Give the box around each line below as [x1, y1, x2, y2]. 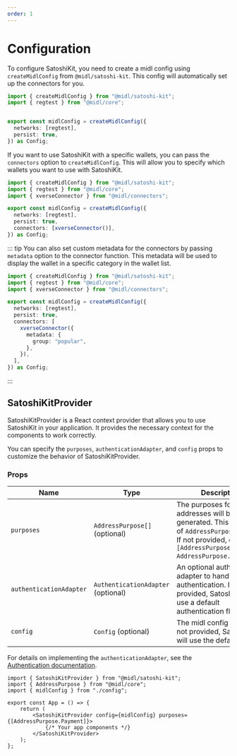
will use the [176, 635, 214, 645]
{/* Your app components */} [44, 724, 131, 731]
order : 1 [7, 10, 33, 18]
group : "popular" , [32, 338, 87, 345]
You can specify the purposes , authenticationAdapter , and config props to [7, 444, 224, 453]
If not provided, [176, 535, 227, 545]
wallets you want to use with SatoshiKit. [7, 165, 123, 173]
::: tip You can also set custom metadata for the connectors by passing [7, 244, 213, 252]
